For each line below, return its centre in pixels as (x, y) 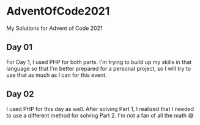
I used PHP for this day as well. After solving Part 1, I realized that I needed (100, 109)
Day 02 (20, 94)
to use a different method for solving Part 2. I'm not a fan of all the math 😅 (100, 115)
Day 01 (19, 47)
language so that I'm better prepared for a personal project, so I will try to (99, 68)
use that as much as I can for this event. (57, 75)
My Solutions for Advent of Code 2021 (54, 28)
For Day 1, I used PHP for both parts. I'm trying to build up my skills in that (99, 62)
